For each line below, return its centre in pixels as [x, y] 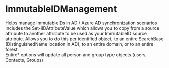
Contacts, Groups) [24, 60]
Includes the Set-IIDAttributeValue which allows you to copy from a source [82, 28]
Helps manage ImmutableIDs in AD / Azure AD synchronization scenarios [81, 23]
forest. [12, 49]
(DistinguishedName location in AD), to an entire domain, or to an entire [79, 44]
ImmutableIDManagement [61, 9]
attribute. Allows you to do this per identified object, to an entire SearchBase [84, 39]
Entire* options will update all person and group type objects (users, [76, 55]
